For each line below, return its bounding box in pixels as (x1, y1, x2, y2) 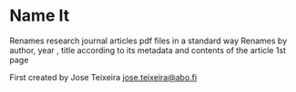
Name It (9, 5, 70, 26)
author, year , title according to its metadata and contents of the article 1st (9, 44, 287, 55)
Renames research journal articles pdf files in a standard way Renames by (9, 35, 288, 46)
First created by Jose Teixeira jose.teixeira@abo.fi (9, 71, 198, 82)
